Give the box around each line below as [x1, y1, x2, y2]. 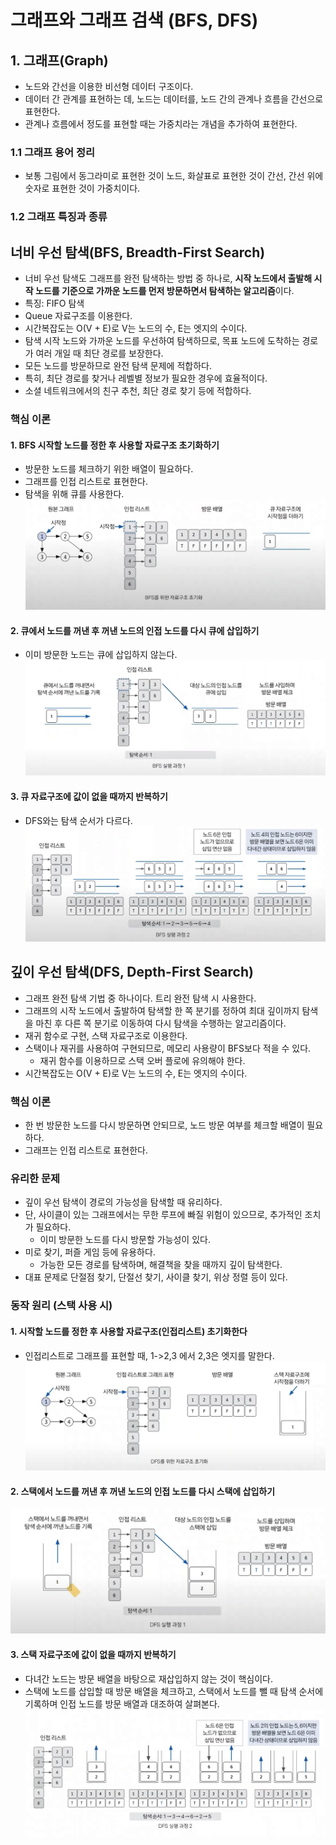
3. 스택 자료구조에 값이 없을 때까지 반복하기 [10, 1649, 177, 1661]
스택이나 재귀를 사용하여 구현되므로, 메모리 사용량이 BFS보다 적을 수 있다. [24, 1042, 312, 1054]
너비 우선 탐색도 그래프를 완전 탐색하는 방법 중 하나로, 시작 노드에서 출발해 [24, 272, 313, 285]
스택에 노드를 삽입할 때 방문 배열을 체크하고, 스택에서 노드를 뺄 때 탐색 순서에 [24, 1685, 324, 1697]
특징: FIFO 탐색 [24, 297, 85, 310]
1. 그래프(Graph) [10, 52, 109, 69]
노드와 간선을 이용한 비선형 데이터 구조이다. [24, 81, 194, 92]
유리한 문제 [10, 1172, 61, 1185]
